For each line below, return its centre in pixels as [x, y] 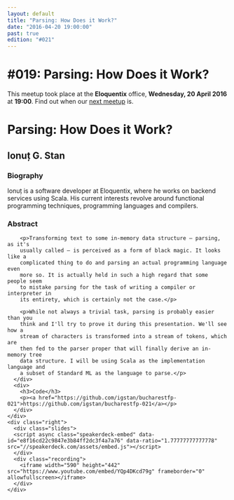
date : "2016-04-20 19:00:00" [50, 27]
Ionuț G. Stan [36, 155]
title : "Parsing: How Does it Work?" [62, 20]
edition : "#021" [31, 40]
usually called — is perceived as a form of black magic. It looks [120, 251]
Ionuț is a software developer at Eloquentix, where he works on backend [111, 191]
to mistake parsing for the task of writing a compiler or [108, 288]
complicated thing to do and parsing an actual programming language [124, 263]
